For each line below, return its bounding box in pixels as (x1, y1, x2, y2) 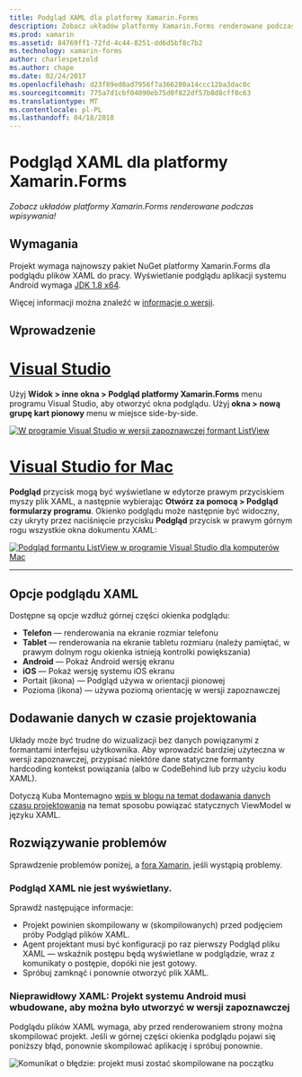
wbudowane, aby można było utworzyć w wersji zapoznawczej (9, 1001, 290, 1013)
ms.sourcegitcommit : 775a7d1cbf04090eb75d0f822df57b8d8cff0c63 (9, 88, 252, 97)
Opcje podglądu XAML (9, 586, 139, 601)
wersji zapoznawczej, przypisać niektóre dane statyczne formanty (9, 753, 254, 764)
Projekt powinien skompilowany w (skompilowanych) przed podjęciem (22, 919, 283, 930)
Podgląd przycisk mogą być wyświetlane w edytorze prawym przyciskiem (9, 486, 285, 497)
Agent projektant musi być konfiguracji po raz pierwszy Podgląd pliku (22, 939, 280, 949)
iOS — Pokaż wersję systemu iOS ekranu (22, 665, 175, 676)
